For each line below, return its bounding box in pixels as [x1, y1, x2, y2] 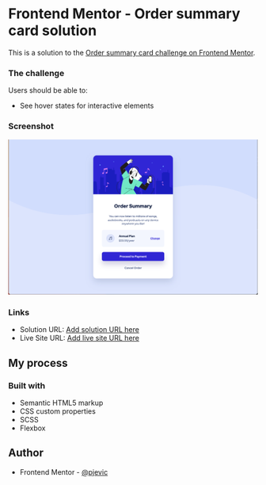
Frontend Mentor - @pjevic [19, 467, 108, 476]
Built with [8, 380, 46, 391]
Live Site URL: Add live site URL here [19, 334, 140, 343]
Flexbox [19, 423, 46, 433]
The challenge [8, 67, 65, 78]
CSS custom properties [19, 407, 97, 416]
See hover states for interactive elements [19, 101, 154, 111]
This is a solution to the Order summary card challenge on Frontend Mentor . [8, 48, 256, 57]
